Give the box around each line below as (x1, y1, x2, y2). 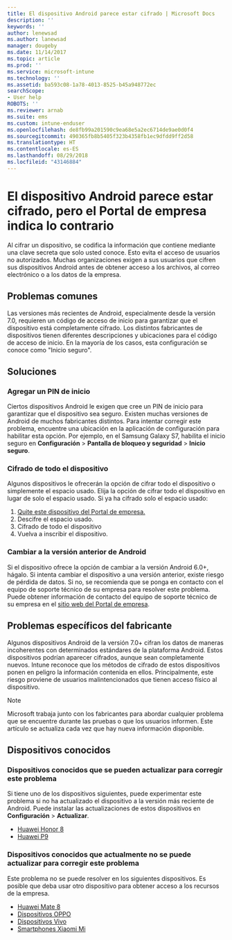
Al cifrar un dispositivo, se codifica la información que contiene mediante (7, 241, 216, 249)
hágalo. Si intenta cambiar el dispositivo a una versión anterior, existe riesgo (7, 570, 224, 579)
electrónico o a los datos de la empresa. (7, 270, 121, 278)
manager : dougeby (7, 42, 57, 49)
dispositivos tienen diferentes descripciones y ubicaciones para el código (7, 331, 217, 339)
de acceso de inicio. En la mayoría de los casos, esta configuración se (7, 338, 208, 347)
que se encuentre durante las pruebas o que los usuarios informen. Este (7, 717, 213, 725)
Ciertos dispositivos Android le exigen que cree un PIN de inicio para (7, 402, 204, 411)
